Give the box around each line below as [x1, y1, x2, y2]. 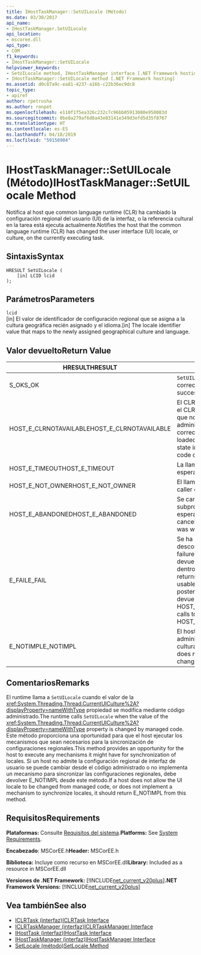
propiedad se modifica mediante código [86, 706, 185, 714]
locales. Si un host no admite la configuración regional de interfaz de [6, 757, 176, 765]
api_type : [6, 43, 31, 49]
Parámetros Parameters [6, 294, 95, 304]
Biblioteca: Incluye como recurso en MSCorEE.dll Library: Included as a [6, 858, 182, 866]
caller [176, 485, 193, 494]
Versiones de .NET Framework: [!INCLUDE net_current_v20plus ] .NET [6, 876, 178, 884]
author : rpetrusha [6, 98, 52, 104]
